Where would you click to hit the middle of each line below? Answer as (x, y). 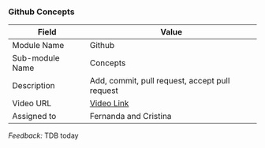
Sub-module (36, 58)
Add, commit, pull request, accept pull (160, 81)
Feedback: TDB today (43, 135)
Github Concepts (41, 12)
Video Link (109, 103)
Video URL (32, 103)
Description (34, 86)
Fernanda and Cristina (131, 117)
